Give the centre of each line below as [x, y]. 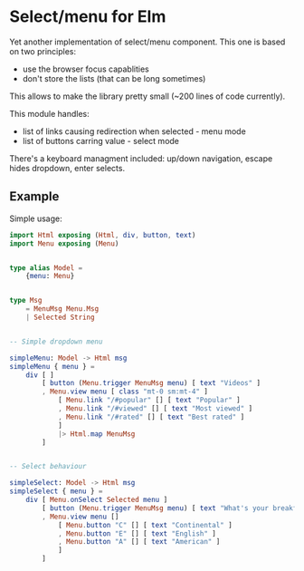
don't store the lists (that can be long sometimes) [114, 78]
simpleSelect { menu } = [56, 491]
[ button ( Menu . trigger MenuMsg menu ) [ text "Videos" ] [151, 383]
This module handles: [49, 113]
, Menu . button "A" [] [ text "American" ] [139, 542]
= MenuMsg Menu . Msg [62, 309]
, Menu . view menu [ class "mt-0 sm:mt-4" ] [125, 392]
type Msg [26, 301]
